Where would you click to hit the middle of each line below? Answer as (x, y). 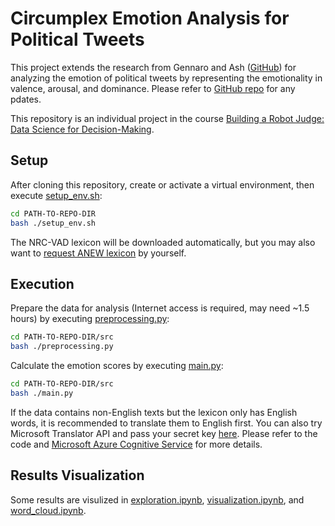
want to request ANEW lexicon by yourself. (98, 253)
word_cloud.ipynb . (48, 510)
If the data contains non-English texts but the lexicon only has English (154, 412)
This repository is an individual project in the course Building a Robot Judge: (167, 118)
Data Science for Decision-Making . (82, 129)
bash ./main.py (42, 393)
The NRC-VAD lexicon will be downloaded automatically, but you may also (163, 242)
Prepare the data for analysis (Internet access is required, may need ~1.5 (160, 308)
